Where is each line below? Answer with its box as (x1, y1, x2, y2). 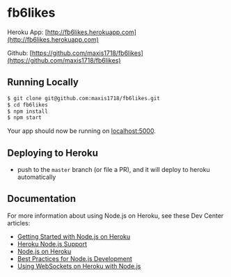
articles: (7, 219, 31, 227)
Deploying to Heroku (7, 147, 99, 159)
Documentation (7, 193, 77, 205)
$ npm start (7, 114, 42, 121)
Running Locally (7, 77, 79, 88)
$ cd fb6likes (7, 101, 49, 109)
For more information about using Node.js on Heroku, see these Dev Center (7, 211, 224, 220)
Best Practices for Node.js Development (17, 254, 132, 262)
